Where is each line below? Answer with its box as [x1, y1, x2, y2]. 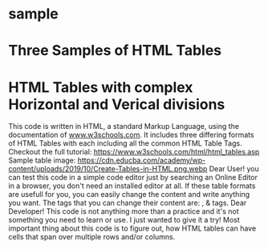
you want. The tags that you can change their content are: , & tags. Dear [8, 198, 247, 208]
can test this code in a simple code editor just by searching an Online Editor [8, 173, 258, 183]
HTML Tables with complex [8, 78, 193, 96]
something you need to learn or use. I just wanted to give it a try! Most [8, 215, 241, 225]
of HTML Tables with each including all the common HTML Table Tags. [8, 139, 242, 148]
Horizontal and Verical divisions [8, 95, 225, 113]
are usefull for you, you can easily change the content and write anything [8, 190, 250, 199]
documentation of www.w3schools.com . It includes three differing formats [8, 130, 254, 140]
